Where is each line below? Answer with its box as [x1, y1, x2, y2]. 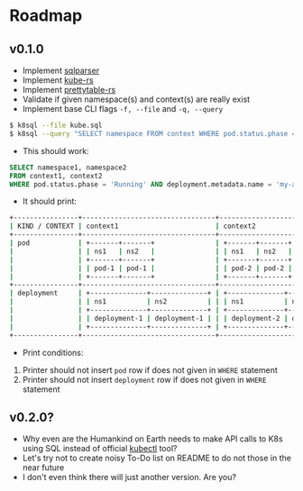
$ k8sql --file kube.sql [9, 121, 103, 130]
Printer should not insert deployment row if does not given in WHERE [22, 374, 267, 385]
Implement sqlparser [22, 65, 100, 76]
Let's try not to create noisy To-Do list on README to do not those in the [22, 452, 291, 464]
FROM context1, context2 [9, 171, 103, 180]
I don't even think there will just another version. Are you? [22, 472, 237, 483]
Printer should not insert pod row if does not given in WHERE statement [22, 364, 278, 375]
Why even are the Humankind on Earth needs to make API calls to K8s [22, 433, 283, 444]
